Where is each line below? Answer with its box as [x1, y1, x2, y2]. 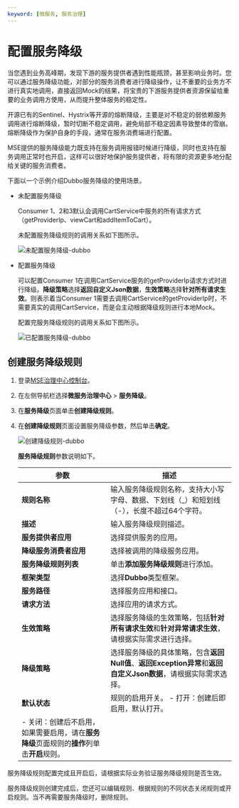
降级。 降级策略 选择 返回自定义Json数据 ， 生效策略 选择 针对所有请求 [23, 285, 221, 293]
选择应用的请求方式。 [110, 600, 182, 610]
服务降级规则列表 [21, 559, 79, 569]
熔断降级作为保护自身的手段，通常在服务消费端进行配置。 [7, 128, 176, 136]
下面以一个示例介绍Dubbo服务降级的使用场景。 [7, 176, 146, 185]
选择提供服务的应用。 [110, 533, 182, 543]
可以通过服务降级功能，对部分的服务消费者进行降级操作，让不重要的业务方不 [7, 77, 232, 86]
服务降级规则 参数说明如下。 [17, 452, 100, 461]
